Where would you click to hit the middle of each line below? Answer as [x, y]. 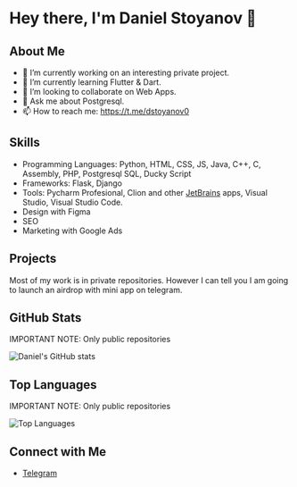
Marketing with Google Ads [72, 231]
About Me [37, 51]
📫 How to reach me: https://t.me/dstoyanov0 [106, 111]
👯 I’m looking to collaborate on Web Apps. [99, 92]
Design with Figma [56, 211]
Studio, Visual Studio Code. [72, 202]
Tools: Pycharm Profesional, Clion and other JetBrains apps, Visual [144, 192]
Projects [33, 259]
